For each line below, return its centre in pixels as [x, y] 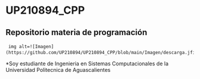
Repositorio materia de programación [76, 32]
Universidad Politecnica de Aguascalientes [58, 70]
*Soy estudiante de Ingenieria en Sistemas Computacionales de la [87, 64]
